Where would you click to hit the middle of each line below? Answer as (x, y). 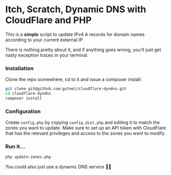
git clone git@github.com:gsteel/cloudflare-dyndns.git (66, 89)
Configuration (23, 111)
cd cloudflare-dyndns (28, 94)
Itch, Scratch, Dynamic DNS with (76, 9)
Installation (20, 68)
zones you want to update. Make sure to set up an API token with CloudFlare (86, 128)
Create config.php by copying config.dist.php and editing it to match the (82, 122)
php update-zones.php (28, 157)
